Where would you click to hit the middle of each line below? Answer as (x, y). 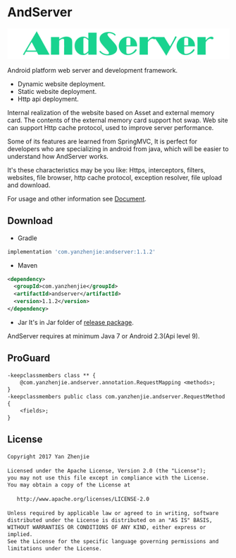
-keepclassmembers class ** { (52, 375)
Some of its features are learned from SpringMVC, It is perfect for (103, 141)
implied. (20, 534)
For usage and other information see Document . (77, 198)
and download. (29, 185)
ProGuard (29, 358)
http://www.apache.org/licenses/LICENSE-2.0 (83, 499)
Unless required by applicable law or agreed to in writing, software (113, 513)
